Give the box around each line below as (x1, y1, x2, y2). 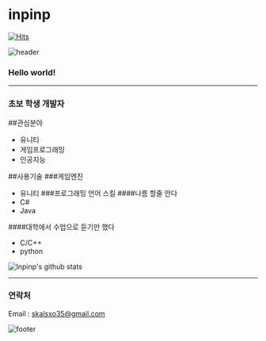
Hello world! (8, 67, 56, 78)
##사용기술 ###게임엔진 (8, 171, 84, 181)
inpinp (8, 6, 51, 24)
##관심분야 (8, 117, 44, 128)
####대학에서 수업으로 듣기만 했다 (8, 222, 115, 232)
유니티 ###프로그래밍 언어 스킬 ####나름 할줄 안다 (19, 188, 178, 197)
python (19, 246, 44, 255)
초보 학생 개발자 (8, 98, 65, 109)
